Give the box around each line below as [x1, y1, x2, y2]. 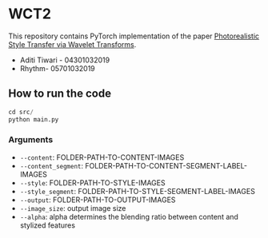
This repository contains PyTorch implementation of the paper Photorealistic [8, 31, 260, 41]
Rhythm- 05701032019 [19, 63, 96, 73]
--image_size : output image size [19, 203, 126, 212]
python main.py [8, 115, 59, 124]
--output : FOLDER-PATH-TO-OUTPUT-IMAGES [19, 195, 176, 204]
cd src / [8, 108, 34, 116]
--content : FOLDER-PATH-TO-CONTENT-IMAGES [19, 153, 185, 162]
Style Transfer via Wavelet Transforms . [8, 39, 137, 49]
